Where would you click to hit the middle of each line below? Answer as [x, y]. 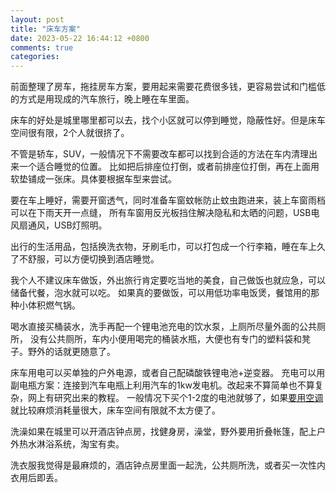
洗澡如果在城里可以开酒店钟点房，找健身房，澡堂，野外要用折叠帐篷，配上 [163, 432]
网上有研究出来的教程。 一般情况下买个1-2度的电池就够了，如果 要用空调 [175, 398]
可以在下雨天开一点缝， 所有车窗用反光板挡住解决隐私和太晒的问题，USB [161, 213]
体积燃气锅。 [54, 305]
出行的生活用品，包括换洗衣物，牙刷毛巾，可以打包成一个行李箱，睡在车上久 [168, 247]
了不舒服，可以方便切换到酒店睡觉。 [85, 259]
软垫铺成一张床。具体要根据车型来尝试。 [93, 179]
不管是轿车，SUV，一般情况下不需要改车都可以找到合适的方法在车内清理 [160, 154]
